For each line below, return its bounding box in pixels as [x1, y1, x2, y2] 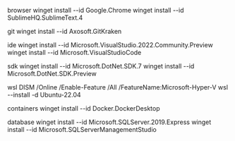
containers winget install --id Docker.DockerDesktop [7, 104, 160, 112]
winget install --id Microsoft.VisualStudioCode [7, 49, 142, 56]
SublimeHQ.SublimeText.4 [7, 13, 83, 22]
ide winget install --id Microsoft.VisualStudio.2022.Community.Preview [7, 41, 213, 49]
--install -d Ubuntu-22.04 [7, 91, 81, 99]
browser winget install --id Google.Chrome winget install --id [7, 6, 185, 14]
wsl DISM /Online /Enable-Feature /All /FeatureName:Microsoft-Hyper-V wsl [7, 83, 228, 91]
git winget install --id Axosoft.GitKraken [7, 27, 122, 35]
